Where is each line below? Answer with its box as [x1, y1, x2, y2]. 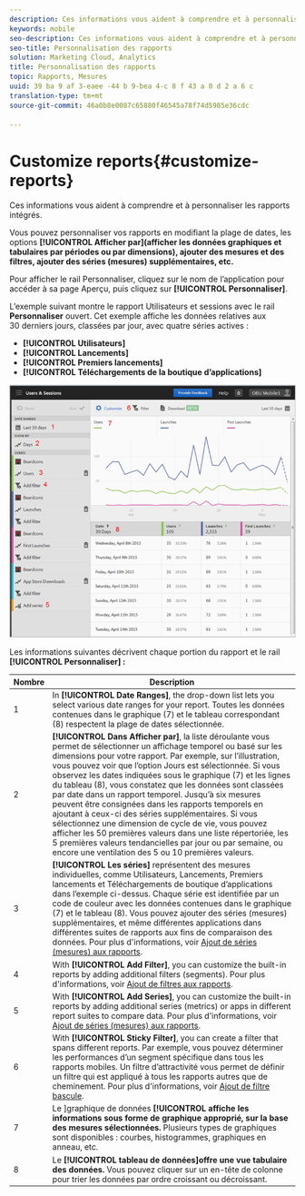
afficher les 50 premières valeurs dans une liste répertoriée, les [52, 827, 289, 839]
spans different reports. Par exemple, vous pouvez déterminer [52, 1043, 284, 1053]
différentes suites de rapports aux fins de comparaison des [52, 927, 273, 938]
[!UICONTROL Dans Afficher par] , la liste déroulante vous [52, 731, 271, 742]
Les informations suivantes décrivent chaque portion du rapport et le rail [9, 647, 280, 657]
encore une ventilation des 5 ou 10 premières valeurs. [52, 847, 254, 858]
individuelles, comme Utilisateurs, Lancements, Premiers [52, 869, 263, 880]
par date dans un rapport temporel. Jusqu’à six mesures [52, 789, 261, 800]
